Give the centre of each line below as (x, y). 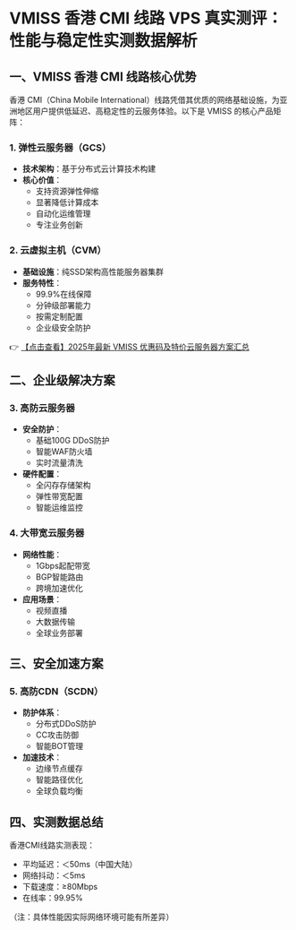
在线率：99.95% (52, 898)
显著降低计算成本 (67, 202)
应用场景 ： (42, 599)
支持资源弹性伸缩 (67, 191)
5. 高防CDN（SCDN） (56, 691)
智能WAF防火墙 (64, 452)
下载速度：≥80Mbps (60, 887)
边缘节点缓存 (59, 769)
